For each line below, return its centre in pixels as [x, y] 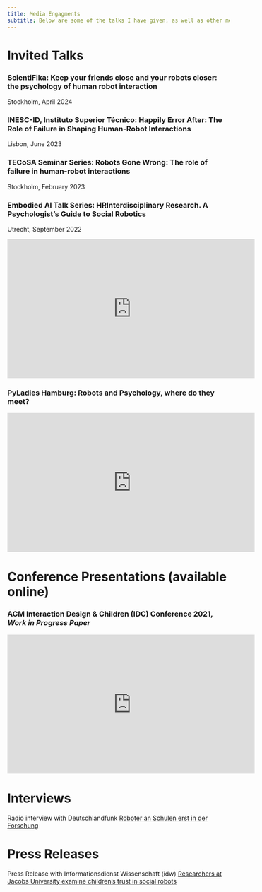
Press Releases [53, 854]
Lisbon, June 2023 [35, 144]
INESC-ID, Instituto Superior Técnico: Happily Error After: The [115, 119]
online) [28, 592]
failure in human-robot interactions [69, 172]
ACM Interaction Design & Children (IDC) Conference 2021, [110, 614]
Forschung [23, 825]
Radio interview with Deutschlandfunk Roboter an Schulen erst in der [108, 818]
